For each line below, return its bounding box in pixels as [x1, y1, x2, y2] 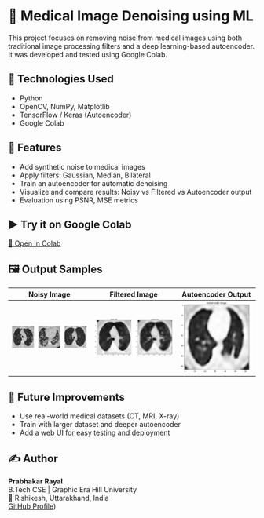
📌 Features [8, 141, 62, 155]
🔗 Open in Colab [8, 239, 61, 248]
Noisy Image [28, 290, 71, 299]
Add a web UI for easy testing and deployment [19, 428, 170, 438]
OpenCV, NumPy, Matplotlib [19, 101, 110, 111]
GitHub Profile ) [8, 502, 57, 511]
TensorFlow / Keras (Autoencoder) [19, 110, 132, 119]
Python [19, 93, 43, 103]
